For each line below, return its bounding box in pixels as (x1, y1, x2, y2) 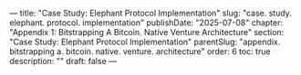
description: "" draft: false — (9, 56, 117, 66)
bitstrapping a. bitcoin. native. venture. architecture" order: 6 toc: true (9, 46, 271, 57)
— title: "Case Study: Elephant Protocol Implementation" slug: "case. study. (9, 8, 292, 18)
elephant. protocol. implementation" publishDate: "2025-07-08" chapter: (9, 17, 284, 28)
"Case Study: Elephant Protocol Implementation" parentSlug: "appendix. (9, 36, 281, 47)
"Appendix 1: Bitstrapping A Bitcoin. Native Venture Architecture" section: (9, 27, 285, 37)
